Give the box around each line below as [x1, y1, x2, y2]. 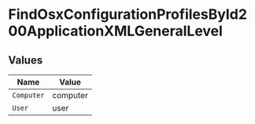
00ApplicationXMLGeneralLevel [8, 22, 223, 40]
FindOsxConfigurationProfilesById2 [8, 5, 248, 24]
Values [8, 53, 43, 67]
